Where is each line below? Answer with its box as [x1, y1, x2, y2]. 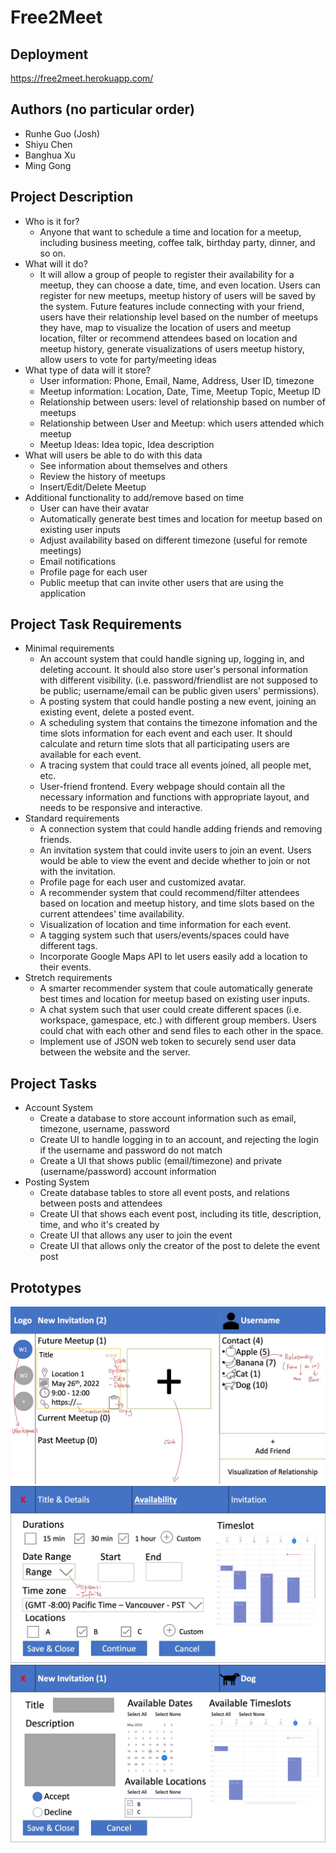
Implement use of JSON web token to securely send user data [39, 1036, 297, 1048]
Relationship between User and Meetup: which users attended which [39, 417, 325, 429]
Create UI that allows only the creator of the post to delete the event [39, 1240, 321, 1252]
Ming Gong [24, 159, 72, 171]
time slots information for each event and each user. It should [39, 727, 293, 740]
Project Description [10, 189, 134, 206]
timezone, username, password [39, 1123, 170, 1135]
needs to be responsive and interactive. [39, 802, 203, 814]
